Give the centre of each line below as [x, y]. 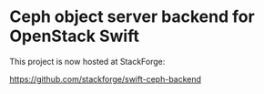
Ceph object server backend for [132, 17]
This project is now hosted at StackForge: [87, 61]
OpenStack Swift [74, 36]
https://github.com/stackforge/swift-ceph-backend [106, 78]
